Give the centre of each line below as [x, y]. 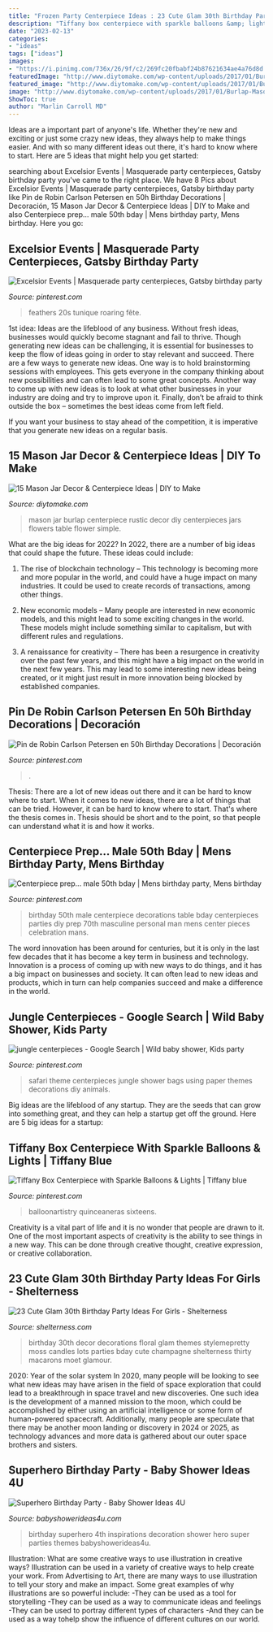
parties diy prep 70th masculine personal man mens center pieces [139, 924]
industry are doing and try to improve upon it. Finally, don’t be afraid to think [136, 397]
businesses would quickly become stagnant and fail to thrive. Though [125, 336]
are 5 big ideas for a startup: [56, 1122]
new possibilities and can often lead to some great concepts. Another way [132, 380]
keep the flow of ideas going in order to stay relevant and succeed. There [131, 354]
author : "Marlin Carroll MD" [58, 106]
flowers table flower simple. [75, 528]
